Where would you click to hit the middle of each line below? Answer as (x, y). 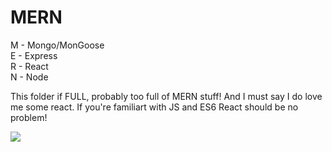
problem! (29, 117)
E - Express (34, 55)
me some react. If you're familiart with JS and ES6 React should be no (154, 107)
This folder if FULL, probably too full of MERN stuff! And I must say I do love (166, 96)
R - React (29, 66)
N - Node (29, 77)
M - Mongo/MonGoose (57, 45)
